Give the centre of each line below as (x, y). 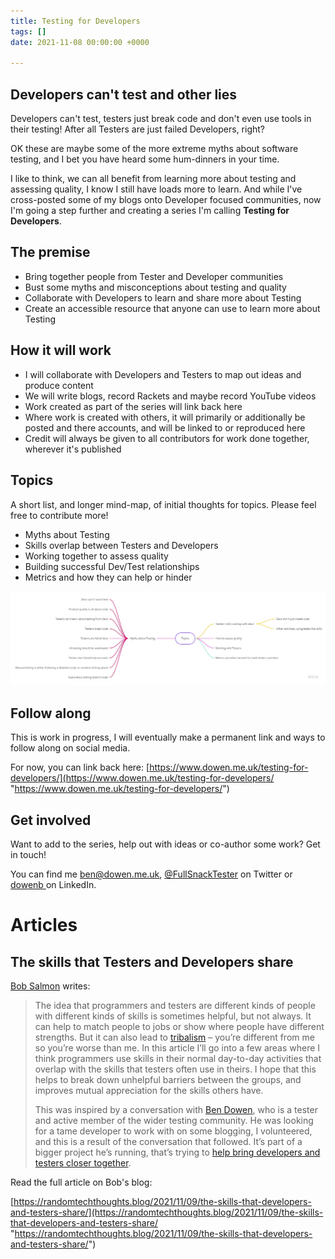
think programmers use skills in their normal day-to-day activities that (178, 1059)
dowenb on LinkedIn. (53, 885)
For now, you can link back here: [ (80, 767)
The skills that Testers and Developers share (152, 961)
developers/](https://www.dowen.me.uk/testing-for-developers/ (142, 778)
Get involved (51, 820)
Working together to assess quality (96, 556)
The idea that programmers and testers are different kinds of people (175, 1006)
